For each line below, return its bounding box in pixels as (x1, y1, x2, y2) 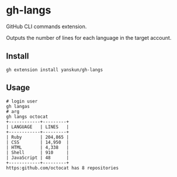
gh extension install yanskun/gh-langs (6, 67, 103, 73)
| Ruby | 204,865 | (6, 134, 69, 140)
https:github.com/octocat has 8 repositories (6, 165, 119, 171)
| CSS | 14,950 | (6, 139, 69, 145)
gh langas (6, 103, 30, 109)
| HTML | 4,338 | (6, 144, 69, 150)
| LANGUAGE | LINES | (6, 124, 69, 130)
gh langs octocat (6, 114, 48, 120)
